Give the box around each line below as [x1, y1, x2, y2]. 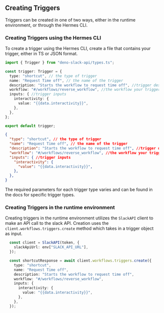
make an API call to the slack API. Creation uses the [5, 220, 109, 226]
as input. [5, 231, 23, 237]
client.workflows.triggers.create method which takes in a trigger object [5, 225, 154, 232]
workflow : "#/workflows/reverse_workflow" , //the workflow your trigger [9, 87, 161, 92]
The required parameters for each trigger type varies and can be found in [5, 187, 153, 193]
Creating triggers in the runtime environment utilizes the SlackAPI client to [5, 215, 154, 221]
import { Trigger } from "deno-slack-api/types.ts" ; [5, 60, 115, 65]
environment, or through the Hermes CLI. [5, 22, 88, 28]
